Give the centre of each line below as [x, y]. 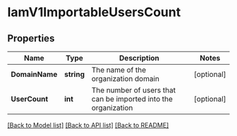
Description [139, 58]
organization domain [126, 79]
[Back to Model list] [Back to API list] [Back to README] [88, 125]
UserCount [30, 99]
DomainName [34, 74]
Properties [31, 38]
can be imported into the [132, 99]
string [74, 74]
